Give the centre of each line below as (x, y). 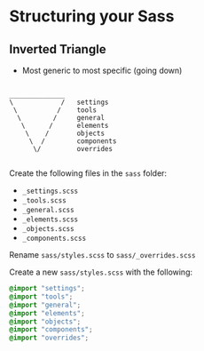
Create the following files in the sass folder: (88, 173)
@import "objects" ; (45, 322)
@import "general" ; (45, 305)
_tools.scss (44, 201)
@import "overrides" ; (49, 338)
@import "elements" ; (47, 313)
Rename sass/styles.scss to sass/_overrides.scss (102, 255)
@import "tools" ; (41, 296)
